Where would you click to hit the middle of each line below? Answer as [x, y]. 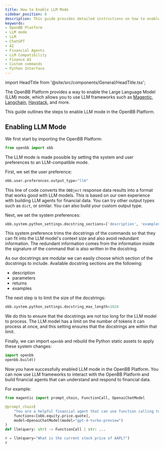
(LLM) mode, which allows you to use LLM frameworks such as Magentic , [79, 97]
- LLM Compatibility [26, 55]
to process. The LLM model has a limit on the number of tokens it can [75, 321]
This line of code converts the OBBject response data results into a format [79, 190]
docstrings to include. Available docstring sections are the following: [74, 264]
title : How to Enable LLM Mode [37, 10]
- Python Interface [25, 69]
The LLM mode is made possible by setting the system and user [70, 157]
